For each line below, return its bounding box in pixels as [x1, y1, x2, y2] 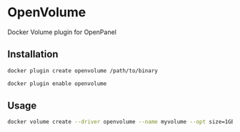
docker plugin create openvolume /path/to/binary [7, 67, 159, 75]
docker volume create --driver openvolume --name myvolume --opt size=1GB [7, 119, 235, 126]
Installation [7, 48, 59, 60]
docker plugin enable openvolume [7, 79, 107, 87]
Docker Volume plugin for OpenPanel [7, 28, 116, 36]
